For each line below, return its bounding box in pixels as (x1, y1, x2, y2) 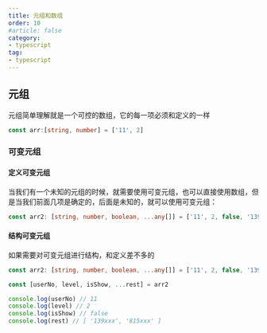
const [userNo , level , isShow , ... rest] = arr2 (8, 280, 169, 288)
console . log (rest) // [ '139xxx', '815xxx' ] (8, 317, 161, 325)
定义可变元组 (8, 168, 50, 178)
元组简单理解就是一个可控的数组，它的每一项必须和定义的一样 (8, 110, 211, 119)
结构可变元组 (8, 231, 50, 241)
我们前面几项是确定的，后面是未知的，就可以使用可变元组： (21, 197, 217, 206)
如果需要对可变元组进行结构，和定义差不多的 (8, 250, 155, 260)
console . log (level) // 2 (8, 302, 91, 311)
